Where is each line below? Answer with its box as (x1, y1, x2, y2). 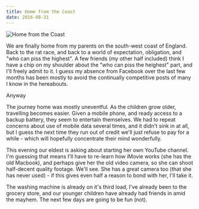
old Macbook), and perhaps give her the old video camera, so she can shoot (6, 159, 193, 166)
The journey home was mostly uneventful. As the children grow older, (6, 103, 176, 110)
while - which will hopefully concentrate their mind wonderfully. (6, 135, 162, 142)
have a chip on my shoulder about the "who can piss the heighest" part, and (6, 61, 193, 68)
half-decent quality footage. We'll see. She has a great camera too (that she (6, 165, 192, 173)
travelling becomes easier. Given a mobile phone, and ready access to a (6, 110, 182, 117)
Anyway (6, 92, 26, 99)
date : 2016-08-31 (6, 14, 49, 20)
